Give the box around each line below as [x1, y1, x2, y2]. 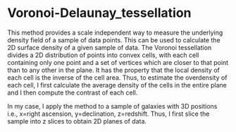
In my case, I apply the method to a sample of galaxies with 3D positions [7, 102, 218, 110]
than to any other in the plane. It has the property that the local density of [7, 66, 220, 74]
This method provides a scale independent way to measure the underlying [7, 28, 223, 37]
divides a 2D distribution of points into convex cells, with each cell [7, 51, 199, 59]
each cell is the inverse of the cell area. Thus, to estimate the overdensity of [7, 73, 228, 82]
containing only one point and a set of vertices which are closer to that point [7, 58, 229, 66]
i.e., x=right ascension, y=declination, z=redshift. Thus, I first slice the [7, 109, 210, 118]
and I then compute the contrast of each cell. [7, 88, 138, 97]
